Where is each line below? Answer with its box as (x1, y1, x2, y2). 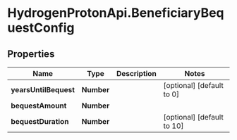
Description (116, 69, 157, 78)
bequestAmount (11, 101, 67, 110)
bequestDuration (11, 117, 69, 126)
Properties (7, 48, 55, 60)
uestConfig (7, 20, 75, 36)
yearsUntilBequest (11, 85, 75, 94)
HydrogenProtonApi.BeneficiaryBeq (7, 5, 224, 21)
